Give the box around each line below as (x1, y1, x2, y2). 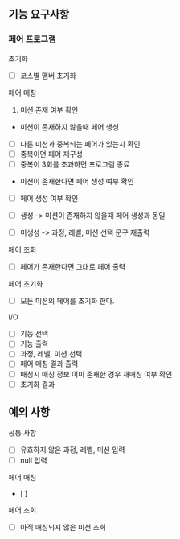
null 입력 (19, 455, 47, 465)
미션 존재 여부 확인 (19, 105, 79, 114)
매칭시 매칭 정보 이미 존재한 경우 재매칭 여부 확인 (19, 369, 173, 379)
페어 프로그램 (8, 34, 56, 45)
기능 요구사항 (8, 7, 70, 22)
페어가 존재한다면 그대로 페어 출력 (19, 262, 126, 272)
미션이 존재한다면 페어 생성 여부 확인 (19, 176, 134, 186)
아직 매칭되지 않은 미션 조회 (19, 522, 107, 532)
